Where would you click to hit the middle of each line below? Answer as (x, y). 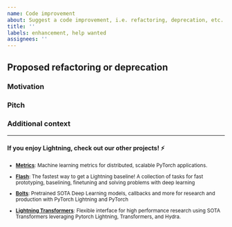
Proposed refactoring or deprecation (88, 67)
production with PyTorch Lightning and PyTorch (72, 200)
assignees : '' (28, 39)
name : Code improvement (41, 13)
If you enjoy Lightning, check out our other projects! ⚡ (86, 148)
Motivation (26, 87)
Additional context (39, 124)
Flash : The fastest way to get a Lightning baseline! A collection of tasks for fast (109, 177)
